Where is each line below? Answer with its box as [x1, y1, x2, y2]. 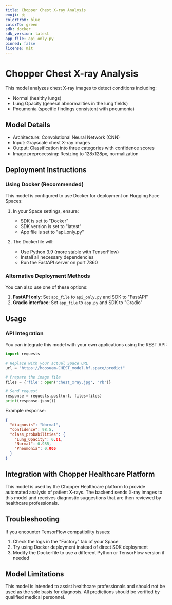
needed [12, 555, 29, 561]
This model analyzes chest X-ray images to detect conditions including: [5, 85, 157, 91]
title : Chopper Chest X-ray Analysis [5, 7, 86, 13]
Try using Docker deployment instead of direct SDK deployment [12, 544, 148, 550]
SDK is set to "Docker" [20, 218, 68, 224]
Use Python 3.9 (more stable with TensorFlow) [20, 249, 119, 255]
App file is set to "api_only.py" [20, 229, 84, 235]
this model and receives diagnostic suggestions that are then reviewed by [5, 494, 162, 501]
